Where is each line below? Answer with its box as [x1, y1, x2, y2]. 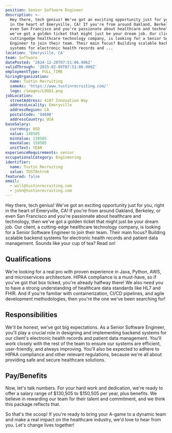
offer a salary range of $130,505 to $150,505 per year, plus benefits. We [5, 391, 157, 397]
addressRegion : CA [10, 107, 50, 112]
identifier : [5, 159, 31, 165]
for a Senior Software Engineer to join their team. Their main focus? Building [5, 229, 165, 235]
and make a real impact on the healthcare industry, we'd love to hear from [5, 417, 161, 423]
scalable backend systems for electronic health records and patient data [5, 235, 158, 241]
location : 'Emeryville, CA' [5, 50, 66, 55]
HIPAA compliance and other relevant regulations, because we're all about [5, 351, 162, 357]
